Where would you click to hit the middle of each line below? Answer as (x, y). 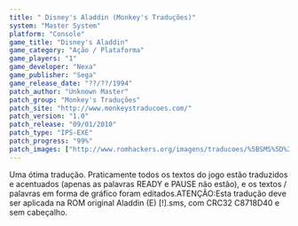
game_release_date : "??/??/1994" (71, 83)
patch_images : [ (39, 149)
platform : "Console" (47, 34)
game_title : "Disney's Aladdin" (69, 42)
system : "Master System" (55, 26)
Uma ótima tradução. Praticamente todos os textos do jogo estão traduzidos (149, 175)
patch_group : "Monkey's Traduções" (75, 100)
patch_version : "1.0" (49, 116)
